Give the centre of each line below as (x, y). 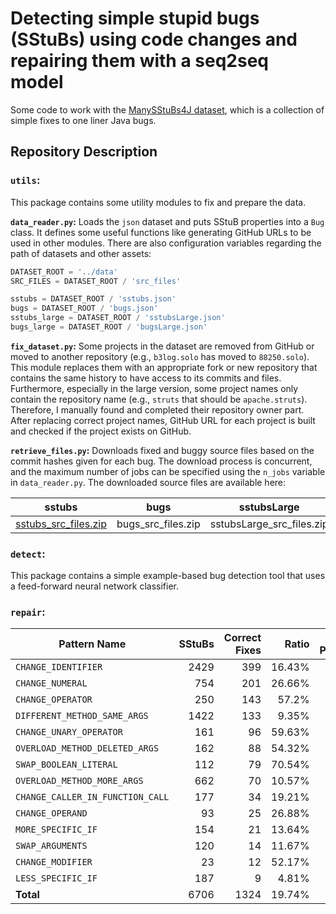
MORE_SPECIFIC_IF (56, 830)
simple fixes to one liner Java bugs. (83, 120)
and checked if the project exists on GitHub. (101, 431)
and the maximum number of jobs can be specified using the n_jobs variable (168, 471)
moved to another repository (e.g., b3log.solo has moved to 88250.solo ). (160, 356)
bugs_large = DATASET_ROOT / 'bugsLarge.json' (109, 327)
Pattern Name (92, 644)
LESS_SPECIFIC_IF (56, 878)
